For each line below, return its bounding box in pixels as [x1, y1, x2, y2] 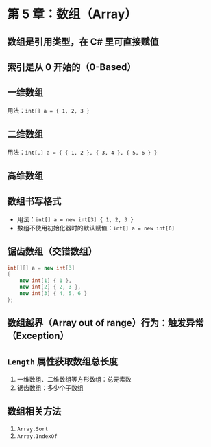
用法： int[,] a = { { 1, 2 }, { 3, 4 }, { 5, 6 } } [7, 148, 158, 156]
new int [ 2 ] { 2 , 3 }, [19, 283, 81, 291]
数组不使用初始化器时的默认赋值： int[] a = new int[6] [16, 223, 175, 232]
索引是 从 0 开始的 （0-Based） [7, 61, 136, 73]
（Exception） [7, 330, 69, 342]
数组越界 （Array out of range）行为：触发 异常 [7, 317, 204, 329]
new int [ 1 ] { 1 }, [19, 277, 72, 284]
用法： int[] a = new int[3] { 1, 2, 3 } [16, 215, 134, 223]
